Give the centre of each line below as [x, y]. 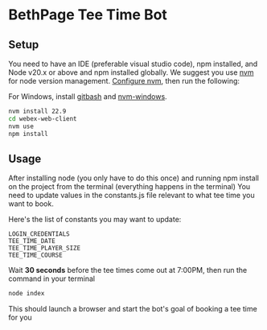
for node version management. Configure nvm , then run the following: [124, 81]
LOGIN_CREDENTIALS [39, 234]
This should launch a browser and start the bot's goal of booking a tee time [133, 309]
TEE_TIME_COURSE [35, 255]
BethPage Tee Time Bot [88, 15]
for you [20, 318]
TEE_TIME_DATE [32, 241]
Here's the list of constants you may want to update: [95, 220]
